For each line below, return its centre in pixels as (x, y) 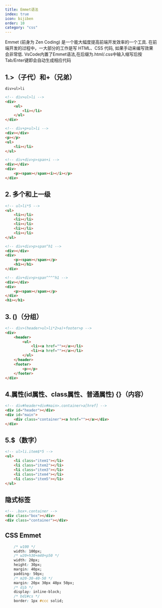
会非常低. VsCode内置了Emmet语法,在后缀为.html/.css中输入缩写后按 (74, 54)
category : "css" (21, 28)
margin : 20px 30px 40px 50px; (44, 583)
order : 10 (15, 23)
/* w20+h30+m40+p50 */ (37, 556)
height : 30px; (28, 565)
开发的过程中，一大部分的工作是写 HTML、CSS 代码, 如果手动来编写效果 (81, 48)
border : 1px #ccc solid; (39, 601)
